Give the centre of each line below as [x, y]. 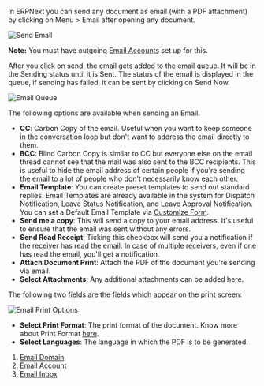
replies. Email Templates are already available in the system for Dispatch [137, 195]
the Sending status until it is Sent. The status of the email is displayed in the [131, 74]
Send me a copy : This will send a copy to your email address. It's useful [136, 221]
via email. [35, 271]
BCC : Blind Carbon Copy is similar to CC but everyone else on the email [136, 154]
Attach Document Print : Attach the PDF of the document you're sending [137, 262]
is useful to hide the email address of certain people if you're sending [132, 170]
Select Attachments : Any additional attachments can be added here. [132, 279]
